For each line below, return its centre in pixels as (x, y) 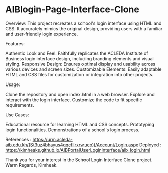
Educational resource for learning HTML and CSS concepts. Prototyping (80, 124)
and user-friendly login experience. (42, 34)
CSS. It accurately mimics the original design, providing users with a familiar (84, 28)
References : (18, 139)
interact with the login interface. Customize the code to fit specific (74, 100)
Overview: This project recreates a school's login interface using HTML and (83, 23)
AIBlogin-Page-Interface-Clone (72, 9)
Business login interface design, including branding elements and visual (80, 58)
